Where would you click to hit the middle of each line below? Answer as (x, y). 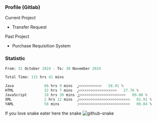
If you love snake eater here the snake (43, 113)
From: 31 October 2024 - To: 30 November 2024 (53, 68)
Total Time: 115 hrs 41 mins (35, 77)
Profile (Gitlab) (23, 7)
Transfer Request (29, 27)
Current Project (20, 18)
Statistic (15, 59)
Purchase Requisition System (41, 46)
